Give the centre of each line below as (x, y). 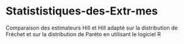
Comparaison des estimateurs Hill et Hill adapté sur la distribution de (92, 28)
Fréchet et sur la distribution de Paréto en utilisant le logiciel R (83, 34)
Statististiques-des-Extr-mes (82, 11)
